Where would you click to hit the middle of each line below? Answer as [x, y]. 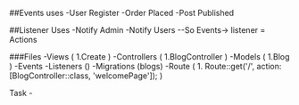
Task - [21, 93]
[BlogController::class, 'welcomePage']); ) [86, 76]
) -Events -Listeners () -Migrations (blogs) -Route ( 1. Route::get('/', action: [145, 66]
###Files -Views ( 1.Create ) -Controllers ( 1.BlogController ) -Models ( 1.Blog [149, 57]
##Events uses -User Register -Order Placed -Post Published [122, 13]
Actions [23, 40]
